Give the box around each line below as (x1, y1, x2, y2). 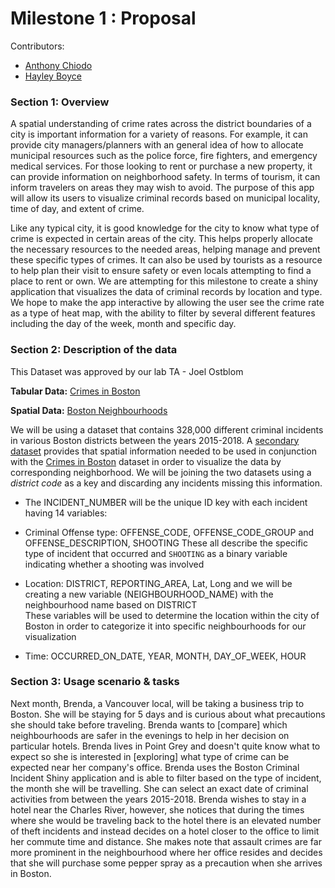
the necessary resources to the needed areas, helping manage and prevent (10, 243, 321, 256)
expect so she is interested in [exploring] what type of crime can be (10, 750, 290, 762)
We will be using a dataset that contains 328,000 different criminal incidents (10, 423, 324, 436)
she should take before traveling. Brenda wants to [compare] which (10, 718, 288, 731)
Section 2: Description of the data (10, 343, 178, 357)
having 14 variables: (24, 507, 108, 519)
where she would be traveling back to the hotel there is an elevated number (10, 814, 322, 826)
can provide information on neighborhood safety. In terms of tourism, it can (10, 171, 321, 183)
